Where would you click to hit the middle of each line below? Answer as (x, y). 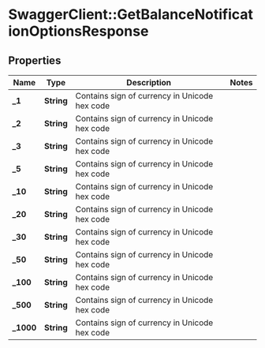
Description (149, 82)
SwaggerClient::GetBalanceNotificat (131, 15)
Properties (35, 60)
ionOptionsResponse (78, 31)
